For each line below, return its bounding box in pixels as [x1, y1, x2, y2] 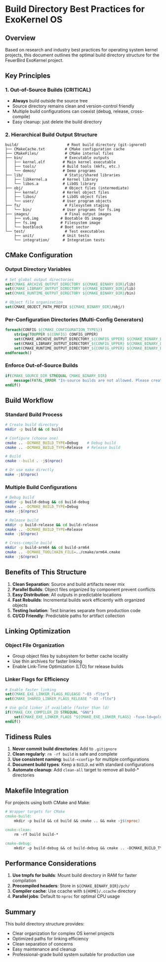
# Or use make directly [5, 468, 54, 473]
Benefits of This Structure [5, 568, 86, 577]
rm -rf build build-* [14, 832, 58, 837]
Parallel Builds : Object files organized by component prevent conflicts [12, 586, 156, 592]
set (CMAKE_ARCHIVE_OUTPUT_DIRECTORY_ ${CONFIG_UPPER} [14, 337, 125, 341]
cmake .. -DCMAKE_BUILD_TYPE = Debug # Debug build [5, 440, 116, 445]
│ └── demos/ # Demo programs [5, 168, 96, 173]
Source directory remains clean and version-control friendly [12, 103, 134, 109]
